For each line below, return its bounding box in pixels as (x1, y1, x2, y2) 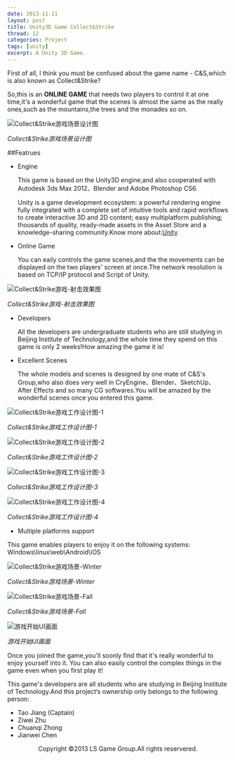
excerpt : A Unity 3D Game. (7, 50, 86, 57)
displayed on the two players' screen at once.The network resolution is (17, 262, 223, 271)
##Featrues (7, 148, 41, 157)
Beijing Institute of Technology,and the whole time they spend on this (17, 335, 217, 343)
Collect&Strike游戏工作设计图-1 (7, 423, 97, 431)
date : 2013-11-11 (7, 10, 58, 18)
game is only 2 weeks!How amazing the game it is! (17, 342, 164, 350)
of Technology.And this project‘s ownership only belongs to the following (7, 687, 218, 695)
